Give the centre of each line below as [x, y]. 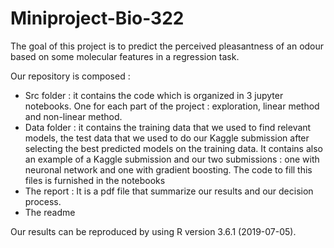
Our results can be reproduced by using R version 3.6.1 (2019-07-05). [153, 231]
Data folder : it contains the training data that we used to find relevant [168, 127]
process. [43, 201]
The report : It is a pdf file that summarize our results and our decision [169, 191]
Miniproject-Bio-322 [97, 18]
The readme [50, 212]
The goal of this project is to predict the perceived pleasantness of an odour [167, 46]
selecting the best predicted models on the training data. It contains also [173, 148]
